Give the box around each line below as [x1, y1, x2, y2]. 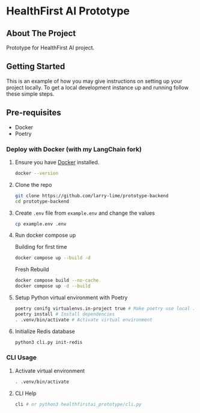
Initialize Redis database [14, 328, 75, 335]
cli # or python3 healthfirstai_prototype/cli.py [14, 401, 142, 407]
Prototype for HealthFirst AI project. [6, 44, 95, 51]
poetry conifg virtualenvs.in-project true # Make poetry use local [14, 305, 190, 312]
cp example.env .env [14, 221, 67, 227]
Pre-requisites [6, 108, 61, 118]
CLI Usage [6, 353, 37, 362]
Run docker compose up [14, 231, 76, 239]
